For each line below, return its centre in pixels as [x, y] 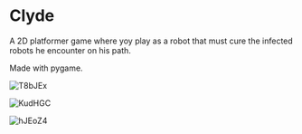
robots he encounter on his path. [70, 50]
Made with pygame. [46, 68]
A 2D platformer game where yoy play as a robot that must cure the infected [151, 41]
